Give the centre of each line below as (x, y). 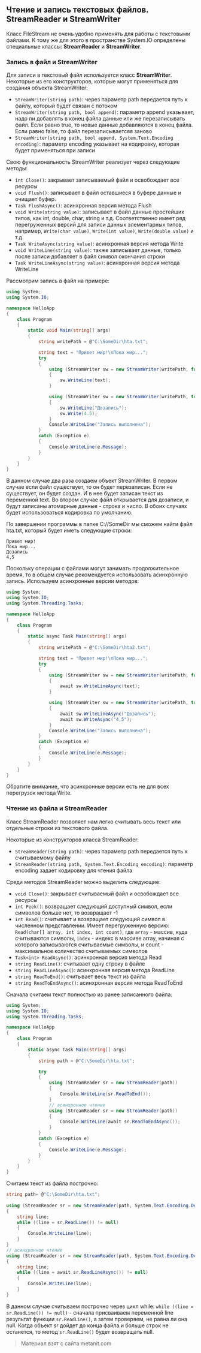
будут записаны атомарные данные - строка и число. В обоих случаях (97, 506)
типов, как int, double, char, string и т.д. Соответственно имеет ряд (100, 218)
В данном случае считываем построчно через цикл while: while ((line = (100, 1306)
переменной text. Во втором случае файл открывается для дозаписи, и (98, 500)
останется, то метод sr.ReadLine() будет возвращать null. (80, 1331)
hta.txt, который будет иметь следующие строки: (69, 531)
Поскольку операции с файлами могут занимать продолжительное (93, 569)
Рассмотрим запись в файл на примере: (58, 281)
